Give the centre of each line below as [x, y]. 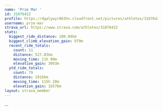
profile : [13, 18]
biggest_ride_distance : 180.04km [43, 37]
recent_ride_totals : [30, 46]
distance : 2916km [31, 77]
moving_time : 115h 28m [36, 81]
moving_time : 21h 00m [35, 59]
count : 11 [23, 50]
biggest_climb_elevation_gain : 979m [46, 41]
